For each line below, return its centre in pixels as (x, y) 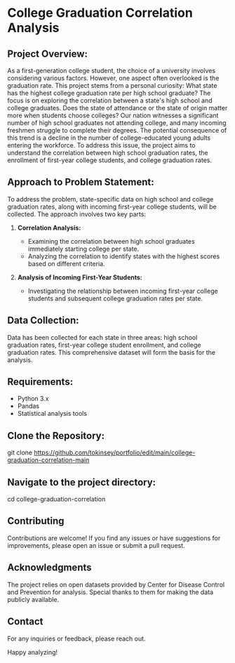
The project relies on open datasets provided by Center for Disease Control (116, 584)
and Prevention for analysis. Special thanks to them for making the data (110, 592)
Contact (25, 622)
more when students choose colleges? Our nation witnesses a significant (113, 115)
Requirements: (40, 382)
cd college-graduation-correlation (56, 499)
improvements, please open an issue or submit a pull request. (96, 545)
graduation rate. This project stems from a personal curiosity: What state (112, 85)
